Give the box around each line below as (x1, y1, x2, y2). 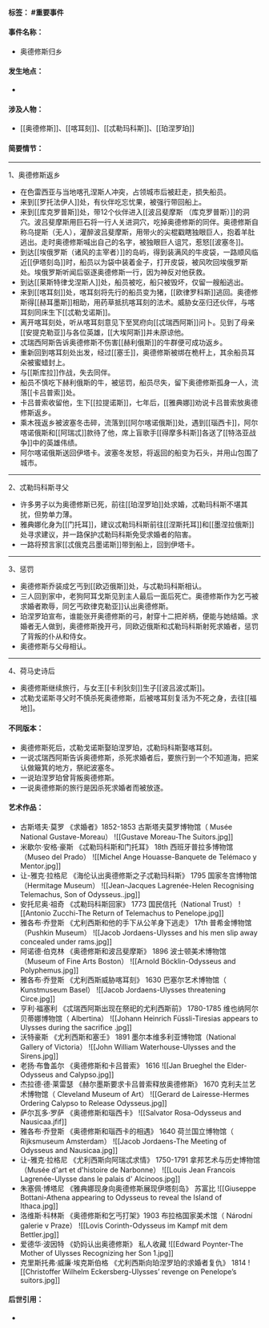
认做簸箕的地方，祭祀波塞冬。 (19, 762, 118, 772)
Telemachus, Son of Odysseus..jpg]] (19, 889, 141, 899)
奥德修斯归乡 (19, 47, 62, 56)
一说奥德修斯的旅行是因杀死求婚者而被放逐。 (19, 782, 168, 792)
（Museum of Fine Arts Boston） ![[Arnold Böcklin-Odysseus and (19, 956, 236, 966)
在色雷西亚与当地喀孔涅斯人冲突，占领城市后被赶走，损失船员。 (19, 187, 231, 197)
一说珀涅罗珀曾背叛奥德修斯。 (19, 773, 118, 782)
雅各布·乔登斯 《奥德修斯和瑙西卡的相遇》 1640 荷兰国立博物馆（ (19, 1126, 234, 1135)
